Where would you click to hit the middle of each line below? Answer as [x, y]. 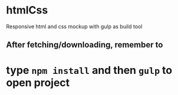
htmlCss [27, 10]
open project [38, 82]
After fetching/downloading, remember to [85, 45]
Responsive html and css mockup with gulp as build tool [74, 26]
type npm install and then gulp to [89, 70]
